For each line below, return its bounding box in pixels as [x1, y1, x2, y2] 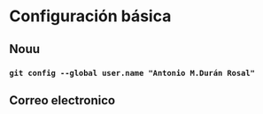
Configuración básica [9, 6, 172, 27]
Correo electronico [9, 93, 116, 108]
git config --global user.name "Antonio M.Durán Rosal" [9, 68, 255, 78]
